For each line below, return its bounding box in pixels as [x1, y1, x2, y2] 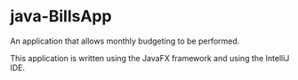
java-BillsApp [10, 6, 112, 27]
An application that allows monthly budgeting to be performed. [10, 36, 240, 46]
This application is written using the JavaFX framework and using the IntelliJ [10, 52, 290, 63]
